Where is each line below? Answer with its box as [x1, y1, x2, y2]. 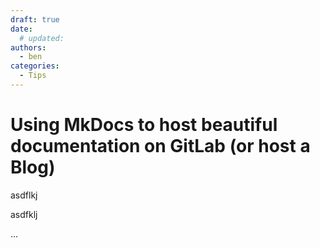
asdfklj [10, 208, 38, 220]
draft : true [10, 14, 60, 25]
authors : [10, 42, 47, 53]
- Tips [19, 71, 47, 81]
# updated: [19, 33, 65, 43]
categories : [10, 61, 60, 71]
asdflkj [10, 189, 38, 201]
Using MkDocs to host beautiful [10, 114, 278, 136]
